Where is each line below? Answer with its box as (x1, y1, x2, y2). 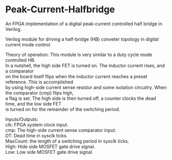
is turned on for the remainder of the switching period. (5, 106, 121, 112)
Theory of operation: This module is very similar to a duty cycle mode (5, 51, 152, 58)
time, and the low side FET (5, 100, 62, 106)
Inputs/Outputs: (5, 116, 39, 122)
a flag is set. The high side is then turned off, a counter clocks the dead (5, 95, 157, 101)
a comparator (5, 68, 34, 74)
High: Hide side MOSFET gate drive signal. (5, 143, 95, 150)
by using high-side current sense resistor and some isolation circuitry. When (5, 84, 167, 91)
